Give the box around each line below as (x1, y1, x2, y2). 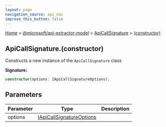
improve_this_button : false (5, 16, 64, 21)
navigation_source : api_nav (5, 12, 64, 17)
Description (101, 105, 130, 112)
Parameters (5, 90, 42, 99)
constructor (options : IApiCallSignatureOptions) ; (5, 77, 110, 82)
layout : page (5, 7, 32, 12)
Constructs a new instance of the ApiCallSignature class (5, 58, 122, 63)
